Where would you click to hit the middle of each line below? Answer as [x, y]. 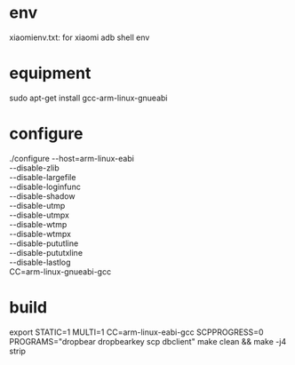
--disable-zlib [34, 168]
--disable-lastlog [40, 262]
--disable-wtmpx [40, 234]
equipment [50, 73]
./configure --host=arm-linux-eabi [72, 158]
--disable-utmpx [39, 215]
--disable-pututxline [46, 252]
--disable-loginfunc [45, 186]
